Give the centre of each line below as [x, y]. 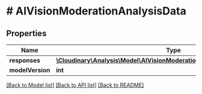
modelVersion [30, 70]
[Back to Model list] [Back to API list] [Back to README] [75, 85]
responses [25, 60]
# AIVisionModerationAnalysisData [96, 11]
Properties [26, 33]
